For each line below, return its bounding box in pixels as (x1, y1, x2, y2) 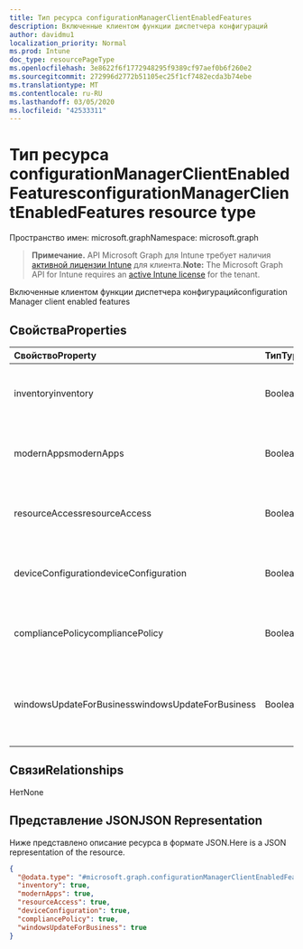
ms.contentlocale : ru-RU (9, 89, 103, 98)
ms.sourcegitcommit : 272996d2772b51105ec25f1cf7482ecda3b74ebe (9, 72, 252, 81)
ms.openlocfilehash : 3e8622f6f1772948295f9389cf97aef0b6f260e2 (9, 64, 252, 73)
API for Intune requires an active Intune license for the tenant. (31, 269, 261, 280)
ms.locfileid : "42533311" (9, 106, 106, 115)
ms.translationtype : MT (9, 81, 99, 90)
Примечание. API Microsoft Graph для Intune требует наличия (31, 250, 271, 261)
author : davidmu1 (9, 30, 75, 39)
